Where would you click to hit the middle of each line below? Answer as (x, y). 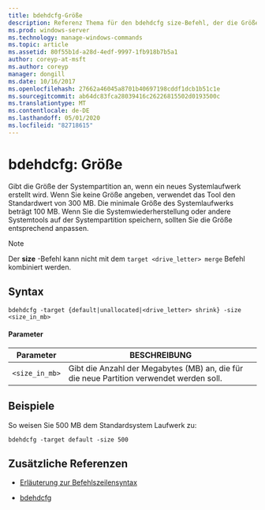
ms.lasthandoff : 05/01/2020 (54, 118)
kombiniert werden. (40, 267)
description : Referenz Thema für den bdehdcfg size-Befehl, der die (123, 23)
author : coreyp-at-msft (47, 60)
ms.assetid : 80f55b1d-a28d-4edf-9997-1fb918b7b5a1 (93, 52)
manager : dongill (37, 74)
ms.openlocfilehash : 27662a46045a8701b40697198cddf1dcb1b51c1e (114, 89)
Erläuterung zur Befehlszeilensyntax (78, 482)
